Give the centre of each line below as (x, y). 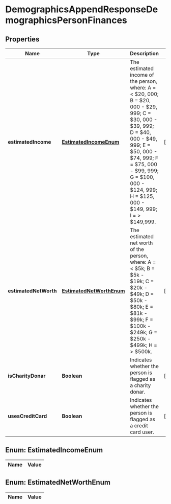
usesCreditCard (27, 416)
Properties (22, 39)
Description (144, 53)
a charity (140, 385)
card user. (142, 432)
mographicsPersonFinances (66, 20)
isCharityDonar (27, 376)
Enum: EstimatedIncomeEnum (54, 450)
